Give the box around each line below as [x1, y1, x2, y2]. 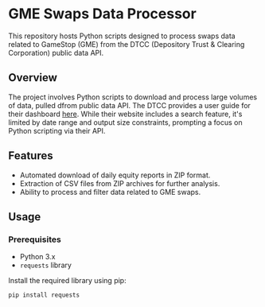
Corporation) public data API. [8, 48, 104, 57]
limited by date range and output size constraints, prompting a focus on [8, 117, 243, 127]
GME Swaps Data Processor [8, 5, 197, 23]
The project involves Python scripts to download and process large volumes [8, 92, 257, 102]
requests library [19, 260, 72, 270]
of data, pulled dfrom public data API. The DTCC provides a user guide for [8, 100, 251, 110]
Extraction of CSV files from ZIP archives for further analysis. [19, 178, 220, 188]
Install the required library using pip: [8, 276, 127, 286]
